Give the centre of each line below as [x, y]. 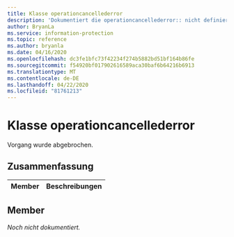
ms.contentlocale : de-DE [43, 78]
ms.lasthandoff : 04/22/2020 [48, 85]
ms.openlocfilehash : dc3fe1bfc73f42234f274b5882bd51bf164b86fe [101, 59]
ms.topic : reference [37, 40]
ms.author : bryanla [36, 46]
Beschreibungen [74, 186]
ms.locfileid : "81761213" [45, 91]
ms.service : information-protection [60, 33]
